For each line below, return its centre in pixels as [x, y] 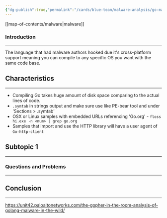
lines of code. [26, 101]
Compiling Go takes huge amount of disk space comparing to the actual [86, 95]
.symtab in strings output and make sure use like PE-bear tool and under [86, 106]
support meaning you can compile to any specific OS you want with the [78, 57]
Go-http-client [28, 132]
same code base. [23, 63]
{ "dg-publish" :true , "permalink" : [40, 10]
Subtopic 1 [22, 147]
